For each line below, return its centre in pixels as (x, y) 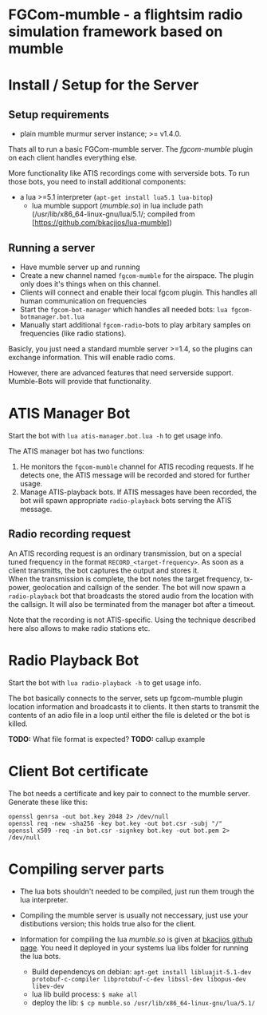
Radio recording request (70, 534)
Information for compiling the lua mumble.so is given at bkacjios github (136, 939)
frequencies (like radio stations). (73, 333)
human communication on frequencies (83, 301)
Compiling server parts (86, 869)
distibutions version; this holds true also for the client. (108, 923)
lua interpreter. (44, 899)
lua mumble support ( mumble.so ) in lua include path (117, 206)
